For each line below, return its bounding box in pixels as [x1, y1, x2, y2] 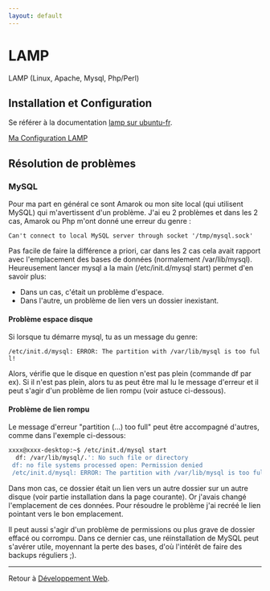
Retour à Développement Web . [8, 573, 110, 583]
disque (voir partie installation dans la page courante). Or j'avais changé [8, 492, 247, 502]
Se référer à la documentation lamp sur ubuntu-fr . [8, 118, 173, 127]
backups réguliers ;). [8, 550, 77, 560]
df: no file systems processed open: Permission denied [11, 461, 203, 469]
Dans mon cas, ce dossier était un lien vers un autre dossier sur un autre [8, 483, 249, 493]
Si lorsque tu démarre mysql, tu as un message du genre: [8, 332, 198, 342]
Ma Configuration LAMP [8, 134, 88, 143]
